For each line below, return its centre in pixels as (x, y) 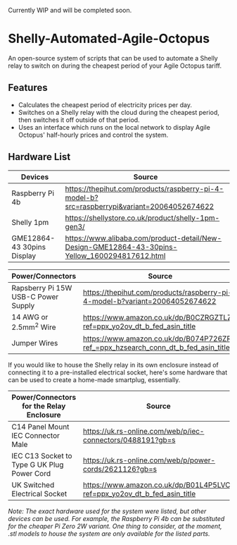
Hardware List (39, 157)
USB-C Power (35, 297)
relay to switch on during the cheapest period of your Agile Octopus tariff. (115, 66)
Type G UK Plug (38, 465)
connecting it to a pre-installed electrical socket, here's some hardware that (118, 372)
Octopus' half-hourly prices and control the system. (93, 135)
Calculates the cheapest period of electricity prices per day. (105, 104)
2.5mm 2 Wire (34, 326)
